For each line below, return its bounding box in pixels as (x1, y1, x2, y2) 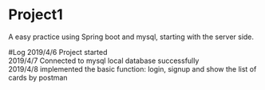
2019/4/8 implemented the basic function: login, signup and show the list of (8, 64, 257, 73)
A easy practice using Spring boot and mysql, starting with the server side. (8, 32, 254, 41)
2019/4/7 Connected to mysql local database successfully (8, 56, 200, 65)
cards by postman (8, 72, 68, 82)
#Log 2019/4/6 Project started (8, 47, 108, 57)
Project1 (8, 6, 64, 24)
